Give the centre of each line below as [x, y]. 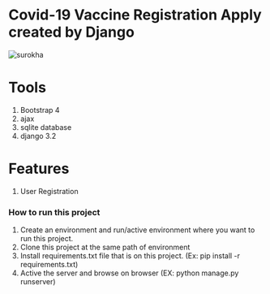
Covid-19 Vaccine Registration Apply [135, 15]
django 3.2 [38, 136]
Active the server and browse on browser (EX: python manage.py [129, 273]
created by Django [72, 32]
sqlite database [46, 127]
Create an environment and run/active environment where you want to [137, 230]
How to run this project [54, 212]
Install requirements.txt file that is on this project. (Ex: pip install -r [130, 256]
